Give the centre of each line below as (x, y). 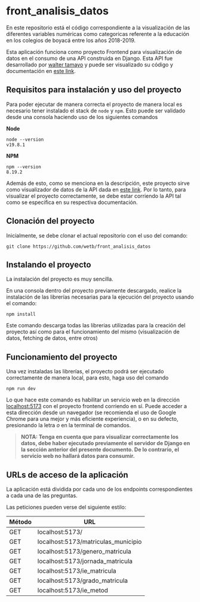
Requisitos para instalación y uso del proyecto (94, 90)
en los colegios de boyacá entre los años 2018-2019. (71, 40)
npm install (21, 314)
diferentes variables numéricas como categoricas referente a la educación (98, 34)
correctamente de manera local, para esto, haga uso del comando (87, 378)
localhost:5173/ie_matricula (77, 571)
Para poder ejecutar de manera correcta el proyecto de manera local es (94, 104)
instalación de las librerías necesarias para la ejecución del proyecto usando (100, 297)
